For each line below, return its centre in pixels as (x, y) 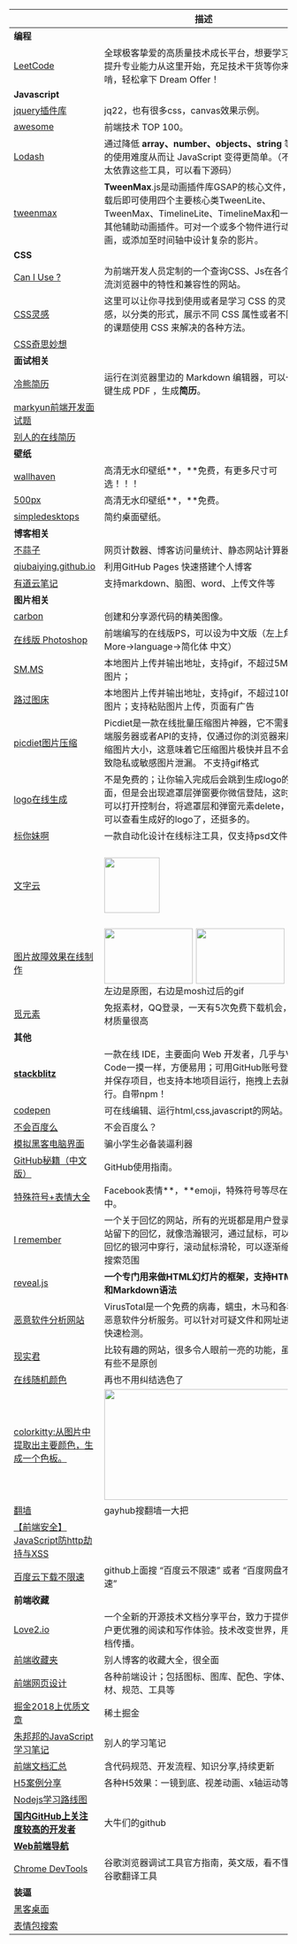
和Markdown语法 (140, 1290)
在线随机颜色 (41, 1380)
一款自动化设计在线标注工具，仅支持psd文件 (196, 836)
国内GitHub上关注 (51, 1816)
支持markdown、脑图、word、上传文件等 (190, 583)
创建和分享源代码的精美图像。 (166, 617)
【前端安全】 (41, 1527)
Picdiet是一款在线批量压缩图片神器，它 (185, 723)
